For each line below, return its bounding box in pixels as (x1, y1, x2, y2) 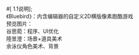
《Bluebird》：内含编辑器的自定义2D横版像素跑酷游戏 (6, 13, 134, 20)
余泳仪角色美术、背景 (6, 42, 59, 50)
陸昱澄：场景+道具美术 (6, 35, 63, 42)
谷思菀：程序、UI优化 (6, 27, 59, 35)
